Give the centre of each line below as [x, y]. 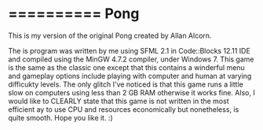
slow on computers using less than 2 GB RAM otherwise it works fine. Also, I [131, 92]
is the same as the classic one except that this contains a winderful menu [126, 67]
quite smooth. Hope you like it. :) [61, 117]
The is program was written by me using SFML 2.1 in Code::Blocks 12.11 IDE [130, 50]
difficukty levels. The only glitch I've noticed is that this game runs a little [126, 84]
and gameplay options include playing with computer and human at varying [130, 76]
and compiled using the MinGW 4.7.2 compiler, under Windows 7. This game [131, 59]
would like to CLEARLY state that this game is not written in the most [119, 101]
